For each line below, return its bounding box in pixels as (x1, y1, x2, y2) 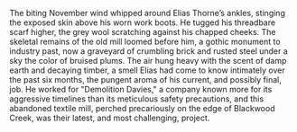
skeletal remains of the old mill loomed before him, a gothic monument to (9, 36, 282, 47)
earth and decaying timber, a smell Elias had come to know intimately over (9, 65, 286, 75)
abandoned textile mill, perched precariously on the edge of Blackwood (9, 103, 275, 113)
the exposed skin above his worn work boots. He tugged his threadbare (9, 17, 276, 28)
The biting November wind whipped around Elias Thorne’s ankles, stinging (9, 8, 286, 18)
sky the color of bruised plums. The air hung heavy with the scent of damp (9, 56, 287, 66)
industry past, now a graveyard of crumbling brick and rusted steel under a (9, 46, 289, 57)
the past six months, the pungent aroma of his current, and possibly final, (9, 75, 282, 84)
